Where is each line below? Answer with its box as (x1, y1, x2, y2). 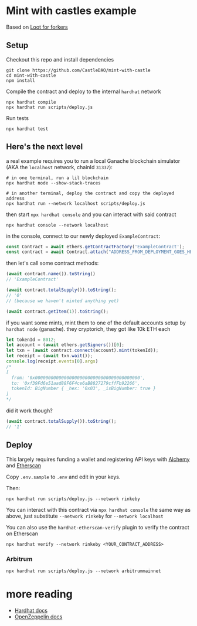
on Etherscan (6, 530, 38, 537)
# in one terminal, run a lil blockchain (6, 175, 109, 181)
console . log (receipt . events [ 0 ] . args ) (6, 358, 98, 364)
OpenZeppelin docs (14, 613, 63, 620)
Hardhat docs (14, 607, 48, 614)
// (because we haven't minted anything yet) (6, 297, 119, 304)
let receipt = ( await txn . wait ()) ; (6, 353, 93, 359)
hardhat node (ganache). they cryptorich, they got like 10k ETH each (6, 325, 171, 332)
